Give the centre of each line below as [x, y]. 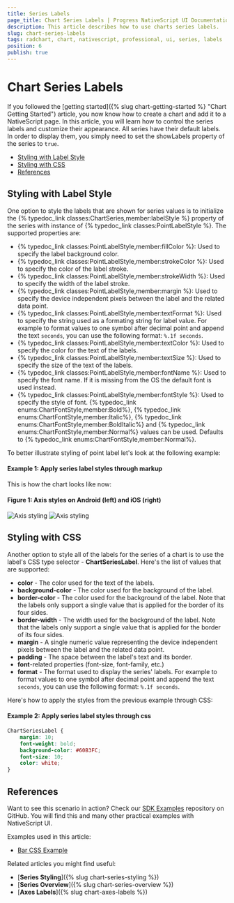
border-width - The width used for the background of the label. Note [116, 620]
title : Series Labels [39, 14]
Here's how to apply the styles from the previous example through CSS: [110, 700]
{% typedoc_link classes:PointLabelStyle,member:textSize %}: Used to [119, 357]
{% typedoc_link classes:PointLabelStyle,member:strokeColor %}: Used [120, 261]
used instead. [37, 387]
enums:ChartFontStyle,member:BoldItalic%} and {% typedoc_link [111, 424]
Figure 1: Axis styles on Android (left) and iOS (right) [84, 500]
